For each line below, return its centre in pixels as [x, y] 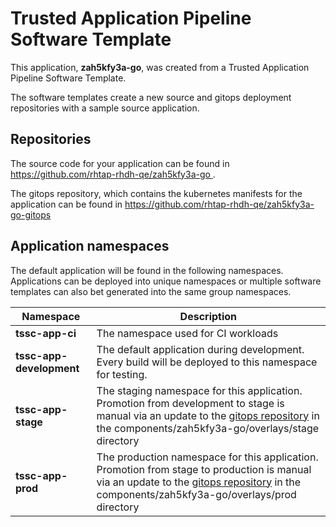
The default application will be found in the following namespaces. [147, 270]
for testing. [122, 374]
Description [208, 316]
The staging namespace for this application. [199, 390]
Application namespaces [90, 246]
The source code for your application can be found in [120, 163]
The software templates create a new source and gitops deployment [151, 97]
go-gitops [31, 214]
